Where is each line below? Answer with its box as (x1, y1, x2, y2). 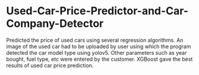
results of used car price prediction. (6, 61, 94, 69)
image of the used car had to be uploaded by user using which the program (6, 43, 191, 50)
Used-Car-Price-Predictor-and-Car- (6, 4, 189, 18)
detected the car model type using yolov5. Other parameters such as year (6, 49, 187, 56)
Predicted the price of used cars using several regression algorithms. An (6, 36, 184, 43)
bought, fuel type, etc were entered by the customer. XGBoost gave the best (6, 55, 193, 62)
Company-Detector (6, 17, 104, 30)
